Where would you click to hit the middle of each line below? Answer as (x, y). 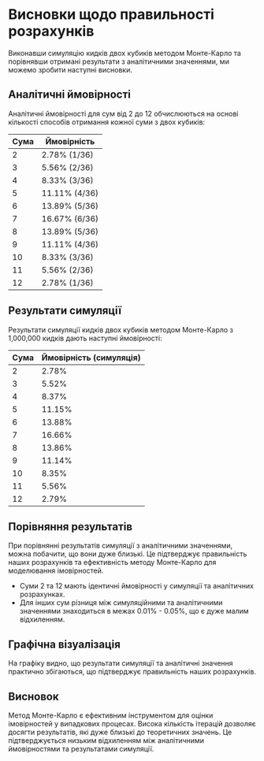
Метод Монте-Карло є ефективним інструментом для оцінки (111, 715)
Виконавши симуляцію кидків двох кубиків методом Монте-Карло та (125, 53)
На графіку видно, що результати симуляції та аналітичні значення (121, 663)
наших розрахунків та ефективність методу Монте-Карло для (112, 562)
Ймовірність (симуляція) (91, 358)
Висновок (33, 696)
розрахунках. (42, 594)
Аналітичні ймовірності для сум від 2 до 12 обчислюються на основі (123, 113)
